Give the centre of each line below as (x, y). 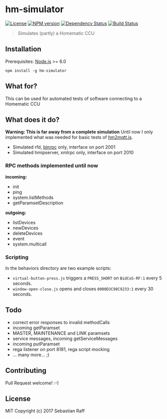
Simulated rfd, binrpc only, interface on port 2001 (64, 147)
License (18, 398)
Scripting (17, 257)
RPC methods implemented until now (52, 166)
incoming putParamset (36, 344)
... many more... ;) (31, 355)
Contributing (26, 371)
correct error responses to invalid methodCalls (61, 322)
